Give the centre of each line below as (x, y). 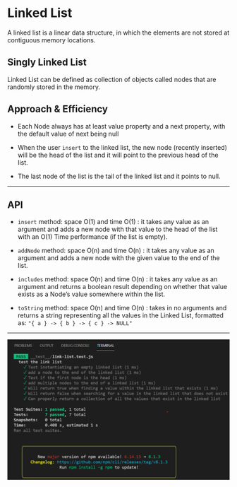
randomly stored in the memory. (54, 87)
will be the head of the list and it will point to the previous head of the (118, 155)
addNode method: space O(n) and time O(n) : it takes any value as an (116, 251)
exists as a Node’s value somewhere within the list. (91, 294)
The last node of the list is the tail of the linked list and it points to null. (119, 176)
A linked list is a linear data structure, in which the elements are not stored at (119, 33)
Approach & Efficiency (57, 109)
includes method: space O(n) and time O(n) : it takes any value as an (117, 279)
